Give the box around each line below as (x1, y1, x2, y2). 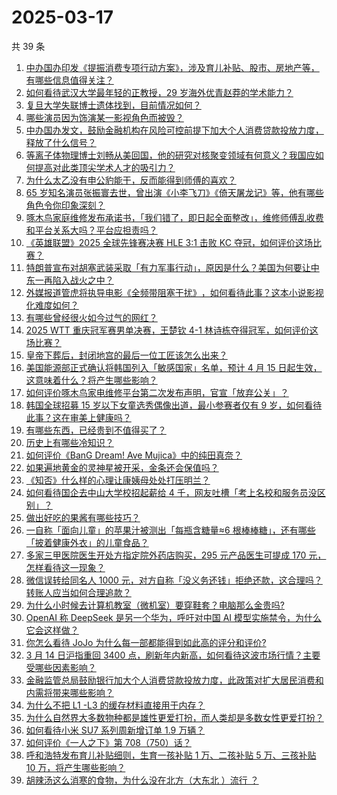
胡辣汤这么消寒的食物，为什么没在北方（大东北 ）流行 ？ (25, 774, 259, 786)
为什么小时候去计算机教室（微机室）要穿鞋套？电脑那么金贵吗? (25, 599, 285, 611)
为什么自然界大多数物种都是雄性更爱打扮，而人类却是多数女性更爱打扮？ (25, 711, 324, 723)
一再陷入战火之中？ (34, 274, 114, 286)
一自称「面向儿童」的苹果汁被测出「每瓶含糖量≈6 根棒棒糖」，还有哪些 (25, 524, 316, 536)
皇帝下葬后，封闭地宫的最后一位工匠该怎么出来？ (25, 349, 228, 361)
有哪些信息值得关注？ (25, 74, 114, 86)
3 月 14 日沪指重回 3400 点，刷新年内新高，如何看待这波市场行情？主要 (25, 649, 321, 661)
